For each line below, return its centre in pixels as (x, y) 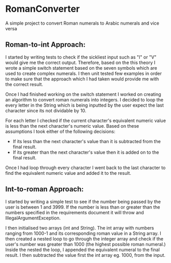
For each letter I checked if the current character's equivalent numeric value (86, 120)
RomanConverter (43, 9)
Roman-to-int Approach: (46, 45)
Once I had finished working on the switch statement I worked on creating (83, 94)
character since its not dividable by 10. (46, 110)
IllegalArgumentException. (33, 218)
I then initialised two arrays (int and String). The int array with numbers (80, 228)
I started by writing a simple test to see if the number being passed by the (83, 201)
